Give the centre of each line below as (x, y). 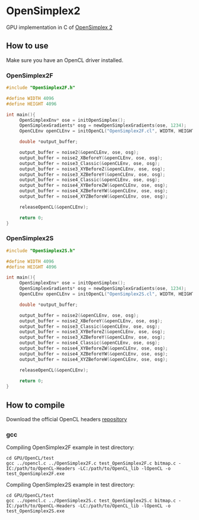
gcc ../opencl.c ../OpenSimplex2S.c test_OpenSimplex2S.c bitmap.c (91, 501)
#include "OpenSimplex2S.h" (41, 251)
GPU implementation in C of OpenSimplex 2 (59, 27)
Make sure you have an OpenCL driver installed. (65, 60)
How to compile (36, 405)
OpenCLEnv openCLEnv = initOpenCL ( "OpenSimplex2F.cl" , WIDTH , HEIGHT (107, 131)
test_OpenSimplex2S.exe (36, 511)
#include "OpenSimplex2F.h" (41, 88)
